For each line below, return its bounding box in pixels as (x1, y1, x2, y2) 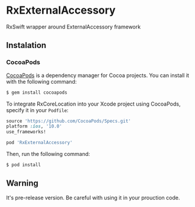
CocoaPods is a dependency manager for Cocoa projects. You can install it (6, 72, 190, 79)
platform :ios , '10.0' (6, 123, 62, 129)
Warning (6, 179, 39, 189)
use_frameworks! (6, 129, 46, 135)
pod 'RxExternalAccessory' (6, 140, 73, 146)
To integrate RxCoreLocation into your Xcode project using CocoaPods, (6, 100, 181, 107)
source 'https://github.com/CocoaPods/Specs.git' (6, 118, 132, 124)
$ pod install (6, 162, 41, 168)
